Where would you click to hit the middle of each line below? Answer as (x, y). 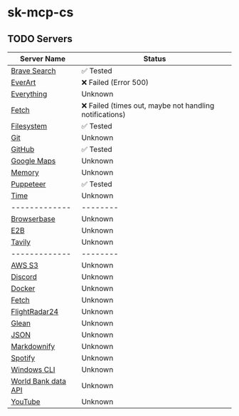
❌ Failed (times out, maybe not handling (148, 106)
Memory (25, 172)
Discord (24, 277)
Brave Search (33, 71)
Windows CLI (33, 370)
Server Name (43, 59)
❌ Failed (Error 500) (115, 82)
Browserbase (33, 219)
